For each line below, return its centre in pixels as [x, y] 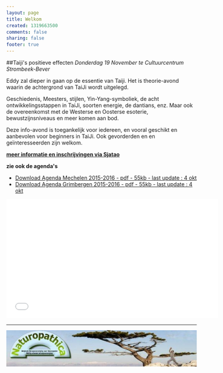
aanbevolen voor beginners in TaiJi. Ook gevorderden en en [81, 136]
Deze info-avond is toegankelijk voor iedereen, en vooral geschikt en [92, 130]
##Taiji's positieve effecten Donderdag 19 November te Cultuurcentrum [95, 63]
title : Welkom [24, 19]
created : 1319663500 [32, 25]
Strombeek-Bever [28, 69]
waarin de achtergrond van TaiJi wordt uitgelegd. [67, 87]
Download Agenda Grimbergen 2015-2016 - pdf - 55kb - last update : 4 [104, 184]
